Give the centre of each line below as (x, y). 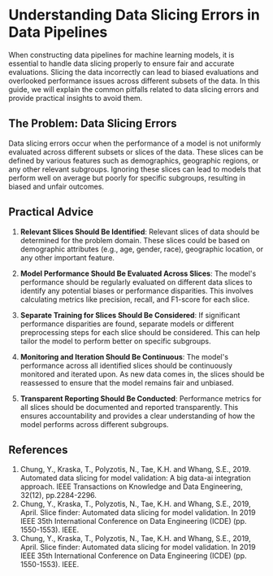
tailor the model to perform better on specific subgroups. (115, 341)
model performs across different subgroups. (94, 424)
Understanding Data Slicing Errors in (134, 15)
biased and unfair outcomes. (56, 186)
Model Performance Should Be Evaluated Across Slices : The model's (138, 273)
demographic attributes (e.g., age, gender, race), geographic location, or (142, 249)
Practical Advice (51, 212)
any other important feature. (67, 257)
